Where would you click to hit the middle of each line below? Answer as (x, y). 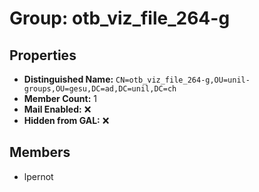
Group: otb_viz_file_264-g (120, 18)
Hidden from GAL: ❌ (66, 120)
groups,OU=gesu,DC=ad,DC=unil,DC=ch (100, 89)
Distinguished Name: (68, 79)
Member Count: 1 (60, 98)
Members (40, 152)
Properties (43, 55)
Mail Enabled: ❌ (57, 109)
